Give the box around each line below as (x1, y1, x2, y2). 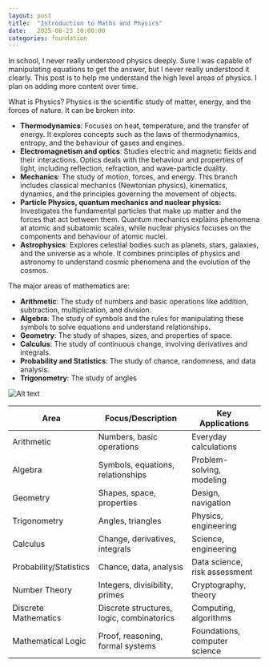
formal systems (98, 641, 157, 652)
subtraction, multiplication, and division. (19, 305, 152, 315)
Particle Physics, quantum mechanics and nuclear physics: (19, 198, 222, 207)
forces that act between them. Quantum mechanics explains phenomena (19, 215, 260, 224)
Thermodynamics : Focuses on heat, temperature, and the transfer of (19, 121, 250, 131)
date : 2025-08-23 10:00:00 (8, 26, 106, 34)
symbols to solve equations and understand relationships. (19, 322, 211, 332)
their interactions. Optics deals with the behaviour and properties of (19, 155, 244, 165)
